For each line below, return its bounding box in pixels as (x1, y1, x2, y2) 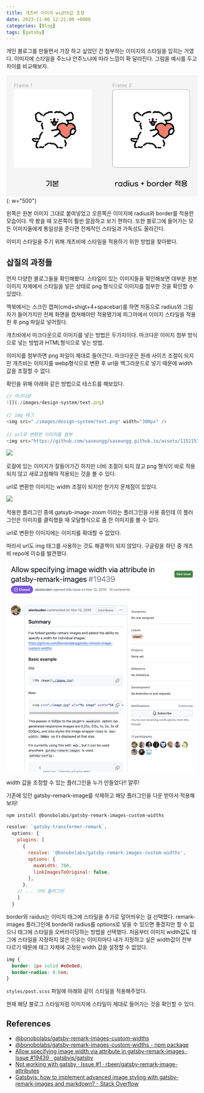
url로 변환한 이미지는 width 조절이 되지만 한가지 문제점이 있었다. (6, 482, 158, 490)
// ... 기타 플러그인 (17, 888, 64, 895)
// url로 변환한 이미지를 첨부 (6, 431, 73, 437)
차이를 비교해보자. (6, 63, 49, 70)
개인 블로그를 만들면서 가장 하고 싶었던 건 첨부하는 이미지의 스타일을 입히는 (6, 48, 183, 55)
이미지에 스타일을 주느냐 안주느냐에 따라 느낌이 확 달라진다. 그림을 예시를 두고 (14, 55, 197, 62)
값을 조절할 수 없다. (6, 367, 52, 374)
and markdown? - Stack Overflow (54, 1080, 139, 1088)
